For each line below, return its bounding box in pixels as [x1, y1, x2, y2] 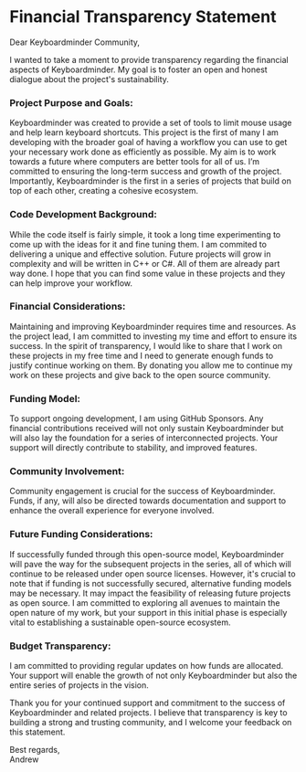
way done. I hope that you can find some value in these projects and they [9, 268, 286, 279]
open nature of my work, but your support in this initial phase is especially [9, 607, 288, 618]
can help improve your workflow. [9, 277, 133, 289]
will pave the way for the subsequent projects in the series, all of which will [9, 558, 292, 569]
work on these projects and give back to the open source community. [9, 369, 271, 380]
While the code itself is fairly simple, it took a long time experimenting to [9, 228, 281, 239]
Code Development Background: [9, 208, 157, 221]
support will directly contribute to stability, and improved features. [9, 442, 258, 453]
